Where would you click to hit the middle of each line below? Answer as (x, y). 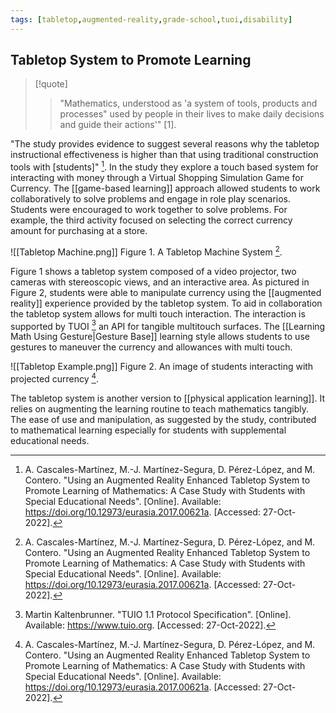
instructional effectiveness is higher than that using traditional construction (164, 155)
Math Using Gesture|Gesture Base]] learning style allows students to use (160, 337)
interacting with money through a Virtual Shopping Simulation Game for (157, 178)
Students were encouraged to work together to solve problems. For (149, 210)
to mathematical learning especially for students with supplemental (148, 430)
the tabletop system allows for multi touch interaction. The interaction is (158, 313)
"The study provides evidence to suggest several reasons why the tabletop (165, 144)
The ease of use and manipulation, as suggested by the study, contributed (163, 420)
